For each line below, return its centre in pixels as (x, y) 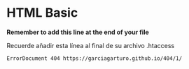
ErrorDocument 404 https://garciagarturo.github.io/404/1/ (94, 58)
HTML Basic (42, 13)
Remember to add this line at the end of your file (78, 32)
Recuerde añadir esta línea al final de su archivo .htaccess (91, 45)
